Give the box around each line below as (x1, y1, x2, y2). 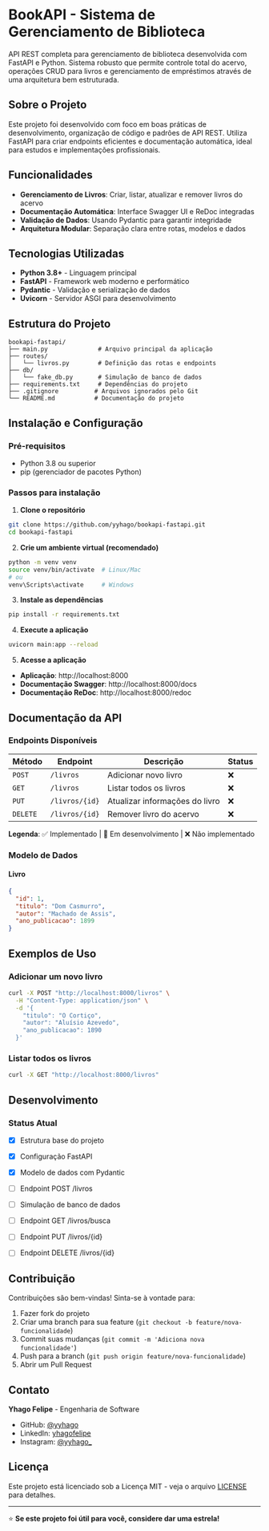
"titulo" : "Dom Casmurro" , (15, 902, 106, 910)
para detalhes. (8, 1490, 56, 1500)
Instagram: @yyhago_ (19, 1437, 92, 1447)
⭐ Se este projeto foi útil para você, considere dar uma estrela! (8, 1513, 220, 1523)
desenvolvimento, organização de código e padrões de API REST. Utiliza (8, 128, 247, 137)
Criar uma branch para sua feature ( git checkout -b (19, 1318, 192, 1327)
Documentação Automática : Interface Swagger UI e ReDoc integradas (19, 206, 255, 216)
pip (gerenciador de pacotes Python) (19, 467, 143, 477)
